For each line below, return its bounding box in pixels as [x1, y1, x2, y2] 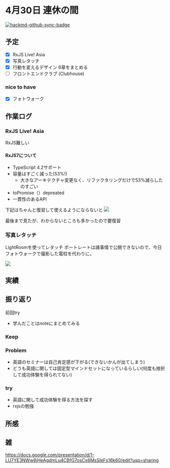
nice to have [5, 83, 37, 90]
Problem [5, 347, 27, 354]
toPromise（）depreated [12, 190, 64, 196]
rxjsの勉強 [12, 403, 34, 409]
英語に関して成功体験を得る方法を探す [12, 397, 93, 403]
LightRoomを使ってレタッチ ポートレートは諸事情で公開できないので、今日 [5, 244, 162, 250]
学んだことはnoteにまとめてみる [12, 320, 80, 326]
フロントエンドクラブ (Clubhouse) [12, 70, 85, 77]
